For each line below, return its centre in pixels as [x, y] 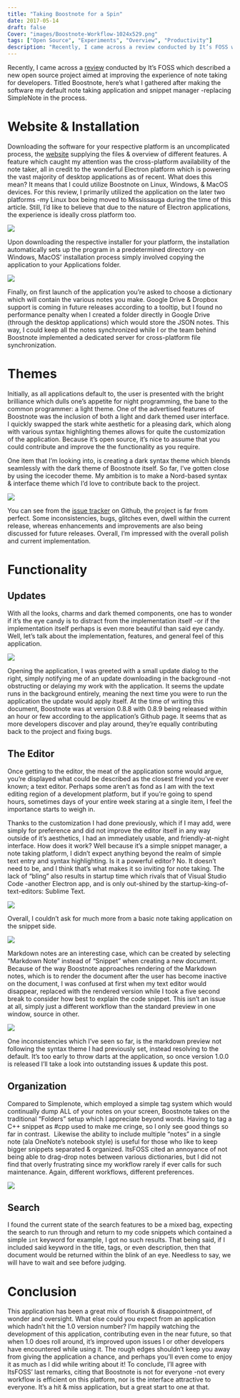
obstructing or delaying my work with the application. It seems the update [116, 685]
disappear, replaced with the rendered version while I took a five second [114, 991]
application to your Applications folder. [64, 264]
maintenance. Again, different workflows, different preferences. [101, 1172]
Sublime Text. [65, 891]
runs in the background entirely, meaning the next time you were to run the [117, 693]
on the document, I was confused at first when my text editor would [107, 983]
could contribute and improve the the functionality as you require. [104, 446]
